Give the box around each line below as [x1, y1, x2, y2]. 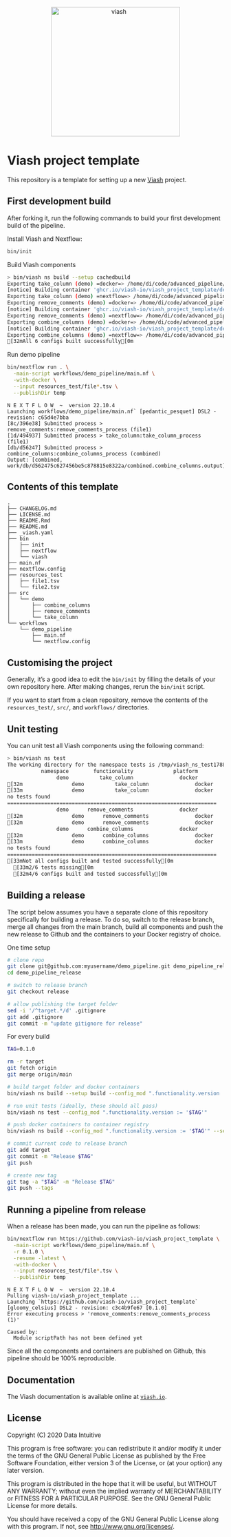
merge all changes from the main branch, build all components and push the [7, 922, 223, 931]
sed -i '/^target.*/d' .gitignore [7, 1007, 107, 1014]
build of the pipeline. [7, 221, 65, 229]
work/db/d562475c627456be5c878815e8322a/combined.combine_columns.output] [7, 462, 226, 469]
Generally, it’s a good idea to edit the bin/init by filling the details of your [7, 675, 216, 683]
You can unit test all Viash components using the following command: [7, 742, 204, 750]
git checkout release [7, 988, 69, 995]
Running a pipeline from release [7, 1204, 146, 1215]
